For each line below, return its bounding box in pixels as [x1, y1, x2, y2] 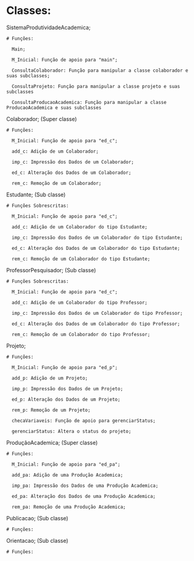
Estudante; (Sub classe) [6, 191, 66, 198]
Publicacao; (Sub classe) [6, 514, 69, 521]
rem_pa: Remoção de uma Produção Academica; [12, 504, 126, 510]
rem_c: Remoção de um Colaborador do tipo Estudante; [12, 256, 150, 262]
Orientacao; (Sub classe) [6, 537, 69, 544]
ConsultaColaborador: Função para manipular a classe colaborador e [12, 67, 189, 74]
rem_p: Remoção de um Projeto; [12, 407, 91, 413]
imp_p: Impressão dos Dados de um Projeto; [12, 385, 123, 392]
